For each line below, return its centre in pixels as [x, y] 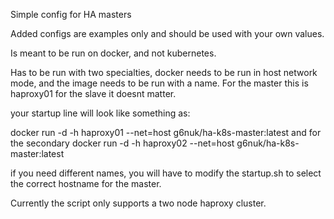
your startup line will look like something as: [100, 113]
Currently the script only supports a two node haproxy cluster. [138, 203]
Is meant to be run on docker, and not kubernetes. [113, 53]
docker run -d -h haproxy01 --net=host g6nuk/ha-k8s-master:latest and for [166, 132]
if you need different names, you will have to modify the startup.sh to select [166, 173]
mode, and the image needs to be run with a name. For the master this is [159, 83]
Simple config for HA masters [71, 14]
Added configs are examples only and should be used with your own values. [167, 33]
